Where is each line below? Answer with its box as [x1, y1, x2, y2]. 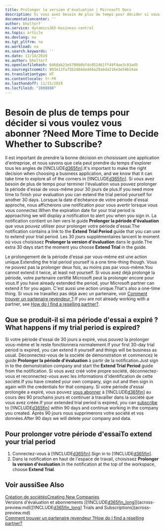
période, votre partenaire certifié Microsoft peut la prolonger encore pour [5, 275, 154, 281]
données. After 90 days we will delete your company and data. [5, 416, 132, 422]
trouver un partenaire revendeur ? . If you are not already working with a [5, 296, 150, 302]
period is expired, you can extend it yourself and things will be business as [5, 347, 157, 353]
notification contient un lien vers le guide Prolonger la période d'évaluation [5, 218, 159, 224]
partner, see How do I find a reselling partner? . [5, 301, 100, 307]
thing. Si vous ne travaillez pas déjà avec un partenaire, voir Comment [5, 291, 148, 297]
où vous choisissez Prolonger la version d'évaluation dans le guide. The [5, 239, 152, 245]
